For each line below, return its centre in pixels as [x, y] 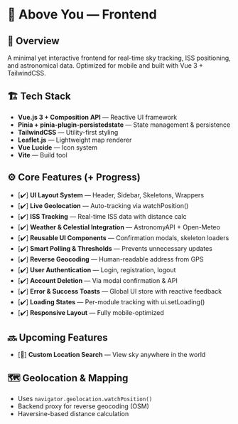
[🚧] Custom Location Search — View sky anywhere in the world [112, 355]
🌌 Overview [33, 41]
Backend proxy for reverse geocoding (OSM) [83, 406]
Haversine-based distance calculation [73, 414]
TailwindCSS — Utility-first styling [68, 132]
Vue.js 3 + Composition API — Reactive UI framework [97, 117]
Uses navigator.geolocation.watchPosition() [85, 399]
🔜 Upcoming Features [58, 338]
